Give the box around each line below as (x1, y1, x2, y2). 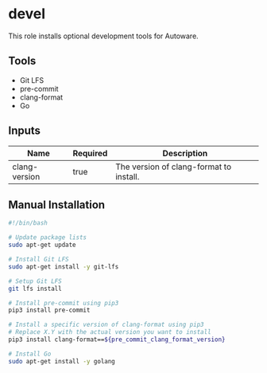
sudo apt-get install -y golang (8, 357, 115, 365)
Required (72, 147, 108, 159)
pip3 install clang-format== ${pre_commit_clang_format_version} (8, 336, 226, 344)
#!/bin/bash (8, 219, 48, 227)
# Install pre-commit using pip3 (8, 299, 119, 307)
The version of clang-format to (114, 161, 232, 172)
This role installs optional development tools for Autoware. (8, 31, 199, 41)
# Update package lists (8, 234, 87, 241)
